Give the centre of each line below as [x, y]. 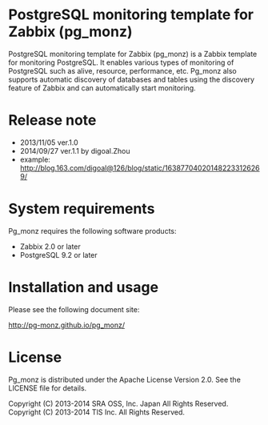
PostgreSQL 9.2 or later [58, 255]
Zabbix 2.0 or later [50, 247]
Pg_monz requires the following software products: [93, 231]
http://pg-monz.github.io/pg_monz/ [67, 325]
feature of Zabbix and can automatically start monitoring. [102, 88]
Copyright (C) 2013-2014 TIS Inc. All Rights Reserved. [97, 412]
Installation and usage [83, 287]
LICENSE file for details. [48, 388]
